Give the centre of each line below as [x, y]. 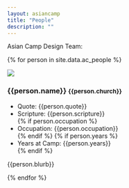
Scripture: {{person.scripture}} [61, 113]
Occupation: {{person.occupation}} [68, 128]
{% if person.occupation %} [57, 121]
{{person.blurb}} [31, 164]
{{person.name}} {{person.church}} [65, 91]
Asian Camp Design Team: [45, 47]
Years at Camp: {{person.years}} [64, 143]
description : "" [31, 26]
